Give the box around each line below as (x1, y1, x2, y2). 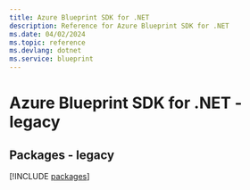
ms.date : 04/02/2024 (9, 29, 87, 38)
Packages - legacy (9, 147, 114, 162)
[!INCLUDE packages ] (9, 171, 90, 181)
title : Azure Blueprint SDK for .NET (9, 12, 150, 22)
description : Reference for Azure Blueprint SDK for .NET (9, 21, 229, 30)
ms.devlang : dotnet (9, 46, 82, 55)
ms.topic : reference (9, 37, 87, 47)
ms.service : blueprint (9, 54, 94, 63)
